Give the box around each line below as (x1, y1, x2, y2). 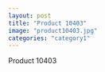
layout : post (8, 11, 52, 20)
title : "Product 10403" (8, 19, 87, 27)
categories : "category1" (8, 34, 91, 42)
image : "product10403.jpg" (8, 26, 98, 34)
